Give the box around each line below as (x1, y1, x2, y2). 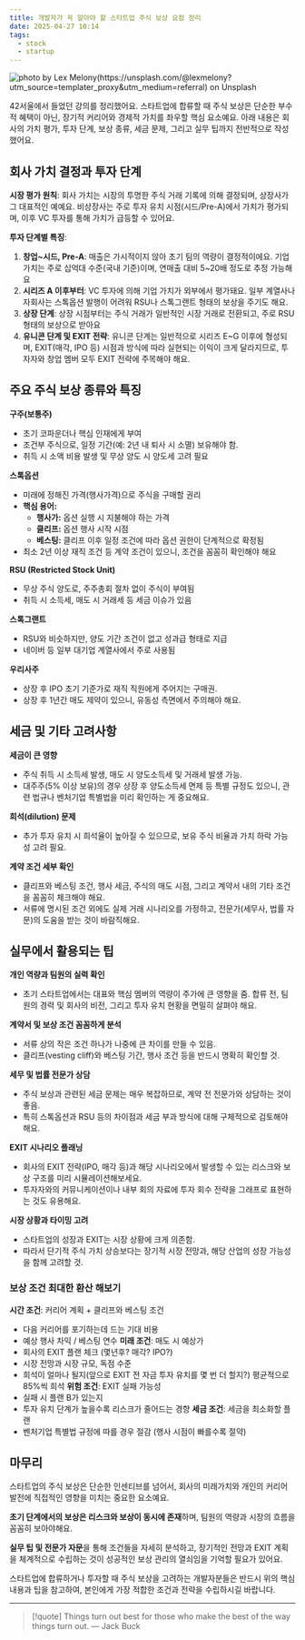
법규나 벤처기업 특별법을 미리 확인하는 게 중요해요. (32, 791, 210, 802)
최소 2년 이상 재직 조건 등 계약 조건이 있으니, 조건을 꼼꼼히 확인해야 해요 (22, 546, 277, 557)
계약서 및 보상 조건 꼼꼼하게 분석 (9, 1020, 122, 1031)
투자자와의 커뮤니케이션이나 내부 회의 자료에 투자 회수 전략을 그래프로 (22, 1184, 268, 1195)
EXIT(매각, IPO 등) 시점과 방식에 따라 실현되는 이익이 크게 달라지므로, (34, 342, 280, 353)
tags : (9, 30, 30, 39)
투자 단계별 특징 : (9, 231, 67, 242)
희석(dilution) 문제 (9, 810, 76, 821)
